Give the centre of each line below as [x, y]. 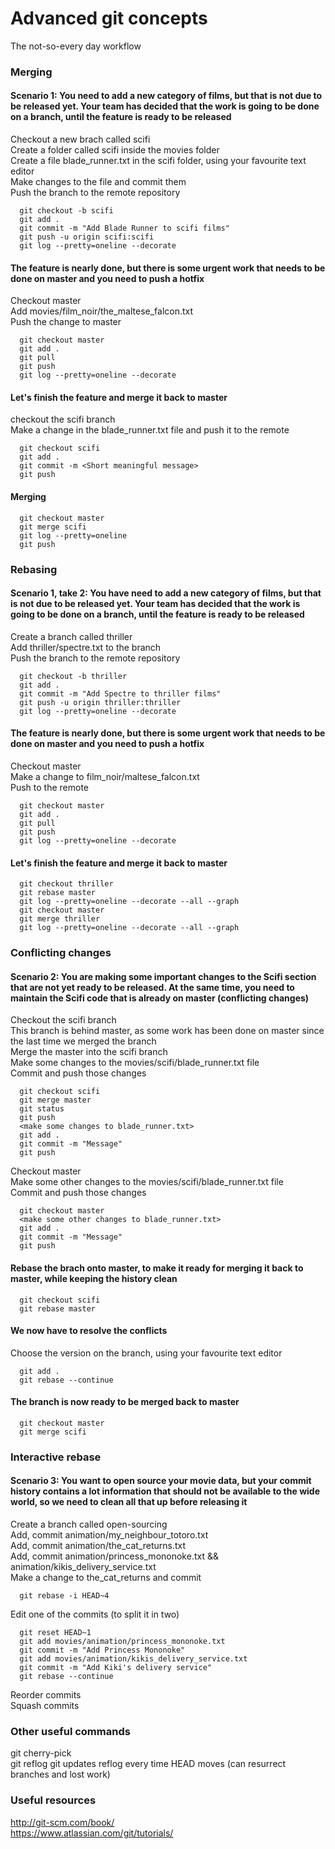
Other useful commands [70, 1731]
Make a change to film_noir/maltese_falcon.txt [105, 776]
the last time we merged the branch [83, 1041]
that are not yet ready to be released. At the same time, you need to [152, 987]
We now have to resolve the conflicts [89, 1331]
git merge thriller [60, 919]
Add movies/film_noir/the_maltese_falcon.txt [102, 311]
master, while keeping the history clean [94, 1278]
